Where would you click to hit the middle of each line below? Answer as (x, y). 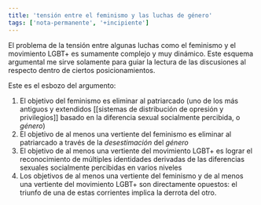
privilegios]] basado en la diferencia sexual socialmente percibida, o (130, 117)
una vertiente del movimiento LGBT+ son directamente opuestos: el (128, 184)
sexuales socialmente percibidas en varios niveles (101, 167)
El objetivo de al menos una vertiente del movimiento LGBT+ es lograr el (136, 151)
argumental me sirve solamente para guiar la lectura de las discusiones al (127, 62)
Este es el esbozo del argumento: (62, 85)
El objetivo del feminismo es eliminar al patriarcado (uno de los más (129, 101)
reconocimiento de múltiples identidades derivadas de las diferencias (132, 159)
